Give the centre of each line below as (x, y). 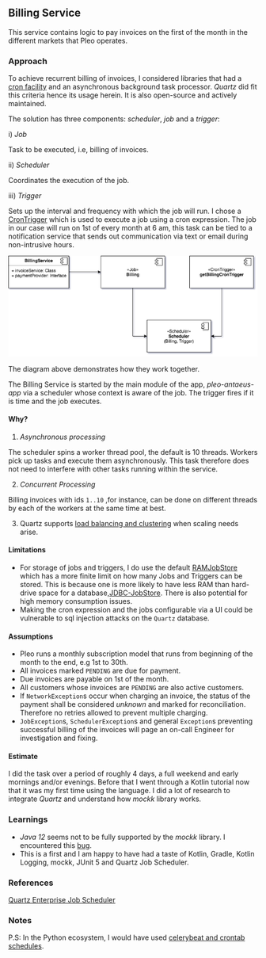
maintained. (27, 104)
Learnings (28, 819)
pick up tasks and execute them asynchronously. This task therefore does (129, 460)
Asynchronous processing (63, 437)
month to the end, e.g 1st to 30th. (74, 662)
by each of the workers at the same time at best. (87, 508)
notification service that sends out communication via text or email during (128, 236)
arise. (29, 532)
